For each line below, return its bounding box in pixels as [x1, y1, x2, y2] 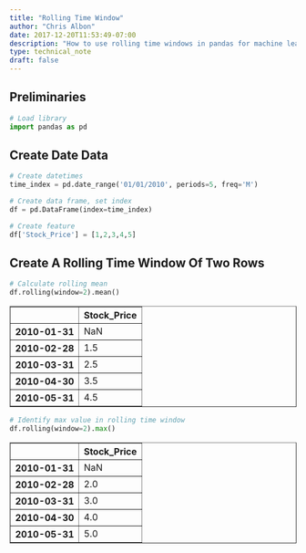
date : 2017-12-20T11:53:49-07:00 [9, 30, 137, 39]
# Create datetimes [9, 172, 84, 181]
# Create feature [9, 221, 76, 231]
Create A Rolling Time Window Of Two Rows [9, 256, 265, 271]
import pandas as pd [9, 122, 88, 131]
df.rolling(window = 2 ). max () [9, 424, 117, 433]
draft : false [9, 56, 59, 65]
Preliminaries [9, 89, 87, 105]
